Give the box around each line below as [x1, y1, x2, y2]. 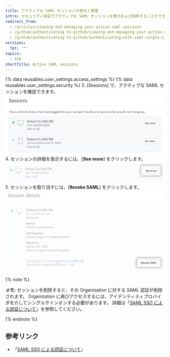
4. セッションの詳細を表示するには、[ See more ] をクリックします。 [5, 155, 146, 162]
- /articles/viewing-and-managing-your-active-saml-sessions [10, 24, 142, 29]
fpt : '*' [10, 46, 28, 51]
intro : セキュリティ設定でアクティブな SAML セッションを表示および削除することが [5, 13, 158, 19]
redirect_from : [5, 19, 37, 24]
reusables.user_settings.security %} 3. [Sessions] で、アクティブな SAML [5, 82, 158, 88]
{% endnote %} [5, 316, 38, 322]
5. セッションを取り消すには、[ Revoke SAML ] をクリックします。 [5, 184, 142, 190]
